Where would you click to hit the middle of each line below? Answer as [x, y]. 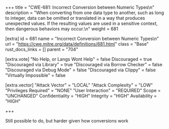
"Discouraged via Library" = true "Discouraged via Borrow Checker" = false [84, 64]
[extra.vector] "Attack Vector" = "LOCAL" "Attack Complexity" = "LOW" [79, 85]
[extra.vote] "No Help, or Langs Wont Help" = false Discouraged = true [79, 59]
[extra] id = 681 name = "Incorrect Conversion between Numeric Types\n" [82, 38]
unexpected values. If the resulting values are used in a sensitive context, [81, 23]
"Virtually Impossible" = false [35, 75]
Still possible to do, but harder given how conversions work [67, 121]
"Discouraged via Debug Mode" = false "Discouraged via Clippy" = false [80, 70]
